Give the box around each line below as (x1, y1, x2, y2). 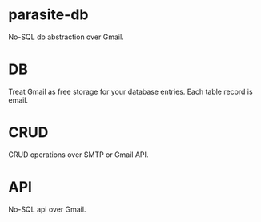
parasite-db (8, 6, 89, 24)
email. (8, 95, 29, 105)
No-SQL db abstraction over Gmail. (8, 32, 124, 42)
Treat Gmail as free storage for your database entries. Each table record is (8, 87, 254, 96)
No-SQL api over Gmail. (8, 204, 86, 214)
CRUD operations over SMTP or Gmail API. (8, 150, 149, 159)
